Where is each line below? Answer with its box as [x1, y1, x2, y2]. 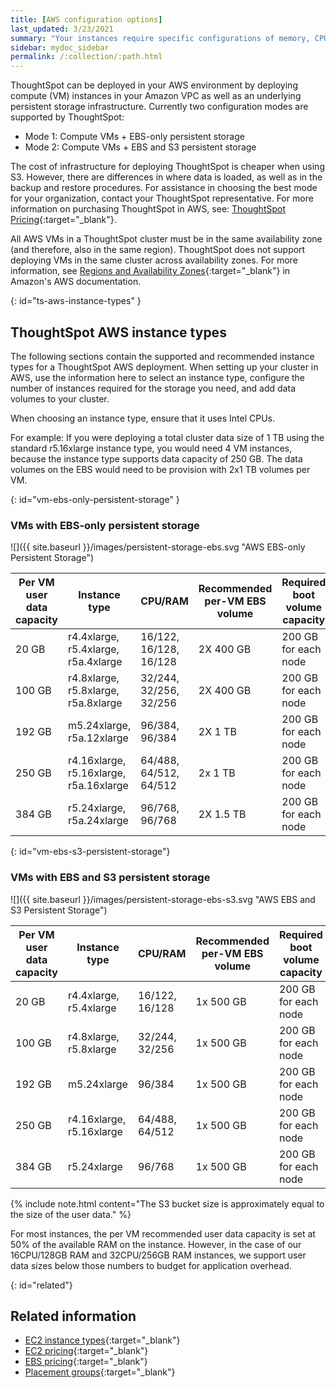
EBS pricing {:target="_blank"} [24, 1356, 148, 1368]
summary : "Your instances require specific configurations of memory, [10, 33, 311, 43]
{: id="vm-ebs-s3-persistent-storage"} [10, 846, 171, 858]
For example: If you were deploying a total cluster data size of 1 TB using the [10, 431, 325, 443]
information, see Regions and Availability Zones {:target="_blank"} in [10, 265, 291, 277]
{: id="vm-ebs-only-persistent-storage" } [10, 493, 180, 505]
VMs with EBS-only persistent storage [10, 518, 200, 532]
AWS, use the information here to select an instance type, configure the [10, 371, 306, 383]
